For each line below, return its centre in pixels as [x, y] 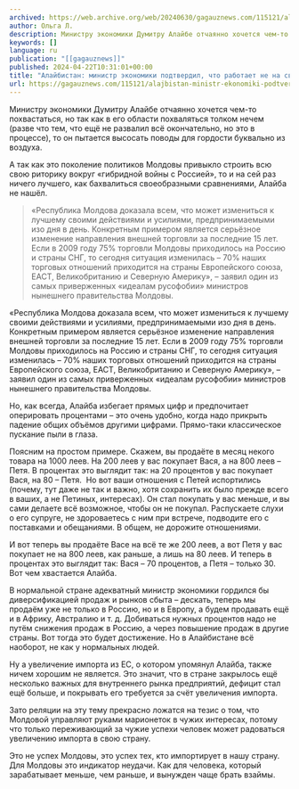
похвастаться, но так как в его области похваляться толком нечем [137, 119]
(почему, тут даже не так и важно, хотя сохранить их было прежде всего [149, 489]
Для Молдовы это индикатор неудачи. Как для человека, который [135, 765]
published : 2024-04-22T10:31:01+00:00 [81, 68]
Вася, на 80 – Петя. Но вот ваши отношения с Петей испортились [135, 480]
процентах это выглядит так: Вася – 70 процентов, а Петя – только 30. [142, 563]
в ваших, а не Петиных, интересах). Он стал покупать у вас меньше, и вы [149, 498]
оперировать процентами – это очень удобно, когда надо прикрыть [138, 415]
